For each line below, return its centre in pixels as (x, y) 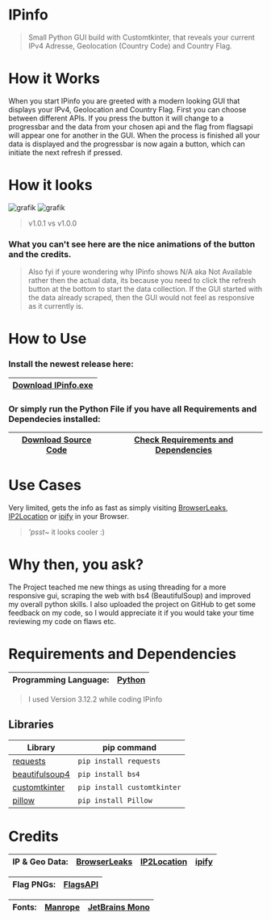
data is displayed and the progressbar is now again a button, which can (127, 144)
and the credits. (40, 254)
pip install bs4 (109, 774)
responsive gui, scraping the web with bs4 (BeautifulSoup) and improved (130, 595)
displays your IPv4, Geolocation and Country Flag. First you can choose (127, 109)
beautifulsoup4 (41, 774)
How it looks (50, 186)
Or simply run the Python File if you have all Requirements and (133, 408)
